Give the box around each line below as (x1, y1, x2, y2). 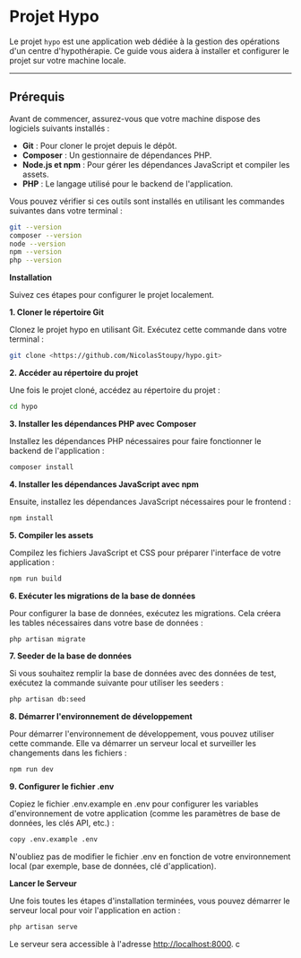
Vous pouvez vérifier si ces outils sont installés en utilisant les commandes (9, 196, 285, 206)
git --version (9, 222, 63, 231)
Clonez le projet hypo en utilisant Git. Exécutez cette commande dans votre (9, 325, 288, 335)
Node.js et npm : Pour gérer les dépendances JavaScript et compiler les (21, 159, 290, 170)
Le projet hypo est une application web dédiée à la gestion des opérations (9, 36, 280, 47)
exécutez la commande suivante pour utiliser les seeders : (9, 677, 224, 688)
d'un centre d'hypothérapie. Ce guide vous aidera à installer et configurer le (9, 45, 289, 56)
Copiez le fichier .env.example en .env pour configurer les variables (9, 798, 259, 809)
